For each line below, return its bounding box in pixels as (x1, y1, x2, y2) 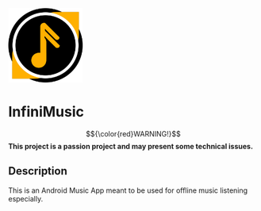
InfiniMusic (8, 103, 85, 121)
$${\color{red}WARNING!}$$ (86, 129, 181, 138)
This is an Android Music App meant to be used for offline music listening (8, 186, 248, 195)
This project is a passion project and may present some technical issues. (8, 141, 254, 151)
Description (8, 164, 67, 178)
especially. (8, 194, 44, 203)
